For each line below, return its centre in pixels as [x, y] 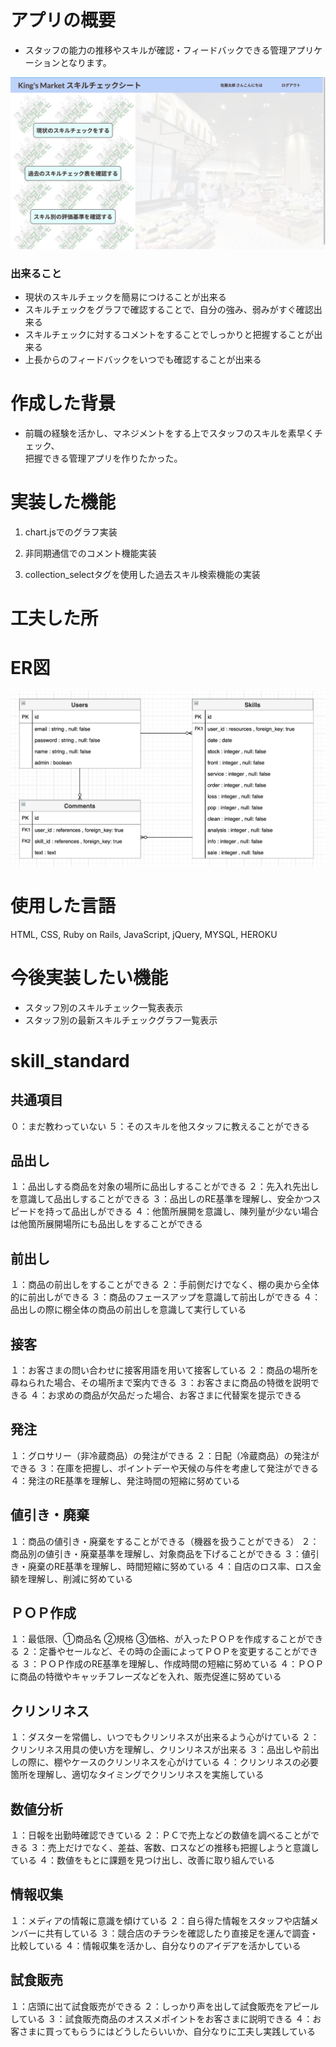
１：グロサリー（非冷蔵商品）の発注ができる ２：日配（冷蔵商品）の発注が [165, 1455]
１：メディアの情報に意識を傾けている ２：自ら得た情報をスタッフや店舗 [160, 1920]
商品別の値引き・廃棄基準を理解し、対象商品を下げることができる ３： [156, 1553]
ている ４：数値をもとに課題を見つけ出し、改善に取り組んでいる [142, 1860]
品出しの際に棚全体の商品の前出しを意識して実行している [128, 1310]
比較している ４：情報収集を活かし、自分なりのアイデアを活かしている [156, 1945]
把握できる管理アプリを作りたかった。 [103, 458]
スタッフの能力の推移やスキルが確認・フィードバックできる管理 [156, 50]
